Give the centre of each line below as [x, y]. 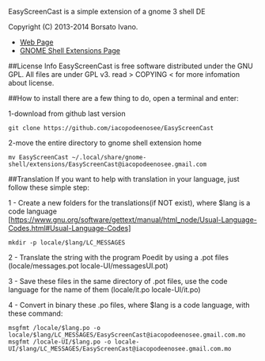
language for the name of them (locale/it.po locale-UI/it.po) [104, 290]
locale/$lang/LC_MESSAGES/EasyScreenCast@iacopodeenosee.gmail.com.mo [127, 335]
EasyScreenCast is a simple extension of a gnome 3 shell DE [107, 12]
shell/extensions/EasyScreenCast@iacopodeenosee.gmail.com [108, 164]
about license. [31, 83]
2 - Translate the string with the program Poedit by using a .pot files [119, 257]
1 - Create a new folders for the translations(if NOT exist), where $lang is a [129, 203]
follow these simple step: [49, 187]
